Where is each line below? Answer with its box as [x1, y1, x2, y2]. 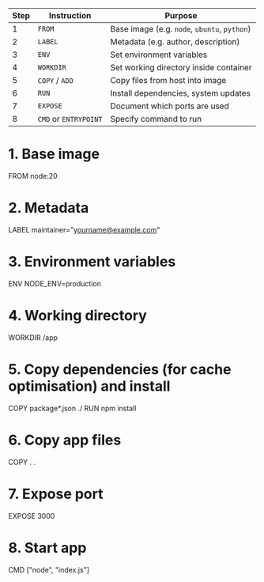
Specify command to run [110, 114, 202, 124]
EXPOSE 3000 [8, 511, 55, 520]
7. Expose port [8, 485, 104, 503]
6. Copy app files [8, 431, 122, 449]
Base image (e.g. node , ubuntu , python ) [110, 24, 251, 34]
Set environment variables [110, 49, 208, 60]
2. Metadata [8, 199, 89, 217]
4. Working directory [8, 307, 148, 324]
